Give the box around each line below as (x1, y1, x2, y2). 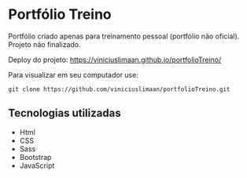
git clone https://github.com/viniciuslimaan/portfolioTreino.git (8, 85, 230, 93)
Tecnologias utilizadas (8, 107, 121, 120)
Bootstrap (19, 152, 52, 162)
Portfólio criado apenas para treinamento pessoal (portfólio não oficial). (8, 31, 240, 41)
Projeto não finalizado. (8, 39, 81, 49)
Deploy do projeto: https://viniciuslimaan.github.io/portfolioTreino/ (8, 55, 222, 64)
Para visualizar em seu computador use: (8, 70, 139, 79)
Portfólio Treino (8, 5, 112, 24)
